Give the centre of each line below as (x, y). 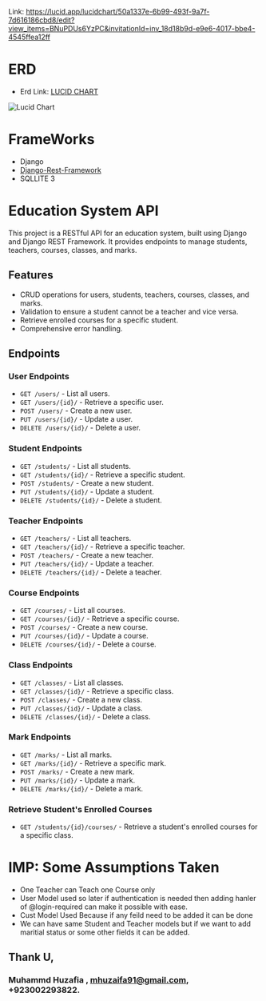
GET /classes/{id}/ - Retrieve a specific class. (97, 691)
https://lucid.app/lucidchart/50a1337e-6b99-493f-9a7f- (118, 12)
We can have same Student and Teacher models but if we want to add (135, 924)
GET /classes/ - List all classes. (71, 683)
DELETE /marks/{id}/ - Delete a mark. (81, 788)
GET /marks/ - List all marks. (66, 755)
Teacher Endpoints (46, 521)
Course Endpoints (44, 593)
